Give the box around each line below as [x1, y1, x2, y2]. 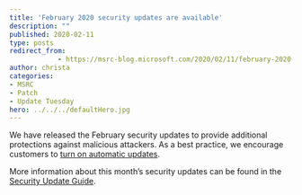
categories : [9, 72, 54, 81]
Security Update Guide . [9, 176, 96, 187]
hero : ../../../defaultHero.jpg [9, 105, 130, 114]
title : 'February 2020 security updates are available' [9, 13, 223, 22]
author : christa [9, 64, 70, 73]
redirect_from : [9, 47, 67, 56]
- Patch [9, 88, 39, 97]
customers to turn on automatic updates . [9, 149, 160, 160]
